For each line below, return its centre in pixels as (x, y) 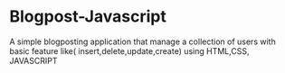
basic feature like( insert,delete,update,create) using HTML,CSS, (129, 50)
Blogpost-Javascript (88, 17)
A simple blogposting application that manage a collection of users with (142, 41)
